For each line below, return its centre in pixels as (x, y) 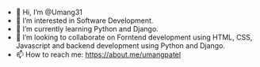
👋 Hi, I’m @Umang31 (49, 12)
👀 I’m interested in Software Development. (84, 20)
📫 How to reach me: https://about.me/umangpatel (98, 54)
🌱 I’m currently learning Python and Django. (87, 29)
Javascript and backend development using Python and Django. (120, 46)
